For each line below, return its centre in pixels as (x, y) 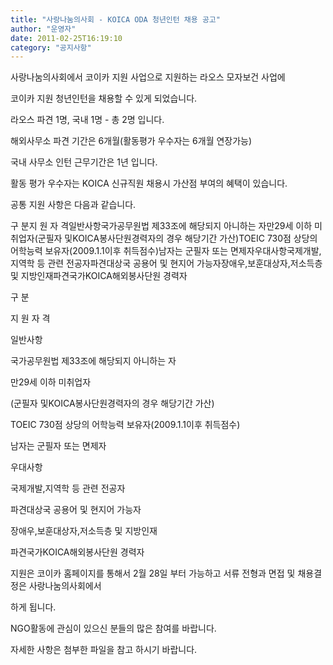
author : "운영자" (43, 29)
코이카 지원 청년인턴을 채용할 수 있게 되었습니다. (104, 98)
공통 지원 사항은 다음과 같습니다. (73, 205)
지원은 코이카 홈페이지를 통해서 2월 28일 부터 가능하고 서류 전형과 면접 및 (153, 573)
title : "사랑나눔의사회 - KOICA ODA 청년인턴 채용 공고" (115, 19)
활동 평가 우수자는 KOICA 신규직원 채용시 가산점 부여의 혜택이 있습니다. (149, 183)
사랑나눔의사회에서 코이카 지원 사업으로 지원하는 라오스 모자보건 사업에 (148, 77)
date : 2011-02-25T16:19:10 (66, 38)
